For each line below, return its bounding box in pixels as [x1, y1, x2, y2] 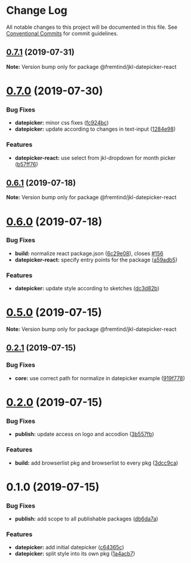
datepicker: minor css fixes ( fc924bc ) [14, 119, 109, 127]
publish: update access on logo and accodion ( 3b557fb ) [14, 430, 154, 438]
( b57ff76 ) [14, 160, 39, 168]
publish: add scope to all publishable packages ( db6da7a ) [14, 515, 159, 522]
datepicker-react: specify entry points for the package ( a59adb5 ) [14, 256, 178, 263]
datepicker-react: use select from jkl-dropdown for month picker [14, 154, 176, 161]
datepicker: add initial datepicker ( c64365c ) [14, 544, 124, 551]
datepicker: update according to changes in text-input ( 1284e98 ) [14, 125, 176, 133]
